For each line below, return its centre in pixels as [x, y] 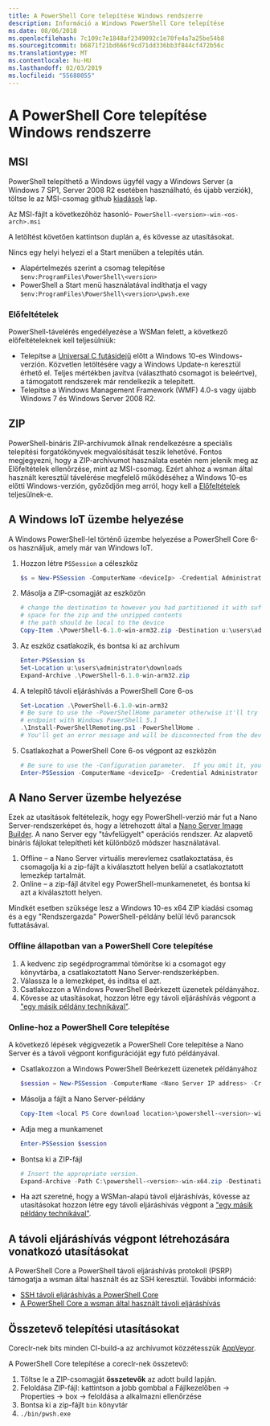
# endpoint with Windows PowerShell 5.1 [88, 720]
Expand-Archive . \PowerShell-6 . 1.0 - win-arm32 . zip [105, 675]
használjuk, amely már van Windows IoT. [86, 547]
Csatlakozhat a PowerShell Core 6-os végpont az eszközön [118, 750]
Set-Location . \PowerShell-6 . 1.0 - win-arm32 [94, 705]
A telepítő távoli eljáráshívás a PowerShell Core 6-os [106, 690]
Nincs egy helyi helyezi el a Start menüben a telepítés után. [106, 252]
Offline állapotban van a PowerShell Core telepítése [111, 946]
